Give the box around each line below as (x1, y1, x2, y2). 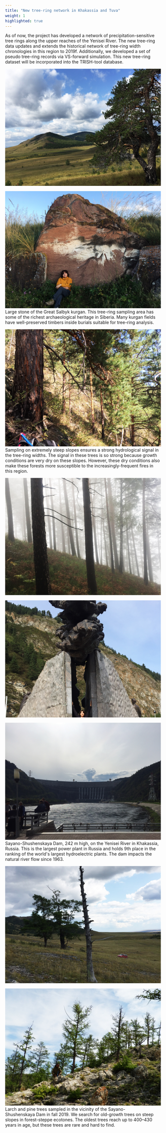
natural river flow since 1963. (5, 856, 64, 862)
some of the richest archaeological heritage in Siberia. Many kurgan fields (5, 314, 156, 320)
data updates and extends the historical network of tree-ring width (5, 43, 141, 49)
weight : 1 (5, 13, 26, 18)
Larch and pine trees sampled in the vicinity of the (5, 1106, 107, 1112)
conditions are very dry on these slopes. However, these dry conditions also (5, 457, 160, 463)
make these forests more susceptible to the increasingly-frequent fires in (5, 463, 154, 469)
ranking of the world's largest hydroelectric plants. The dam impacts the (5, 851, 152, 857)
